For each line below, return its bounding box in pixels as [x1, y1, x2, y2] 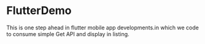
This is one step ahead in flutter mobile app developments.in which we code [6, 24, 199, 31]
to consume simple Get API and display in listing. [6, 30, 130, 37]
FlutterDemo [6, 4, 72, 18]
